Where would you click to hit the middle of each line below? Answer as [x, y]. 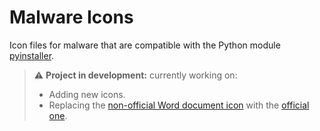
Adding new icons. [87, 94]
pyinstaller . [32, 55]
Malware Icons [71, 17]
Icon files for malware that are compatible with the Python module [145, 45]
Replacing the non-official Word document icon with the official [179, 105]
